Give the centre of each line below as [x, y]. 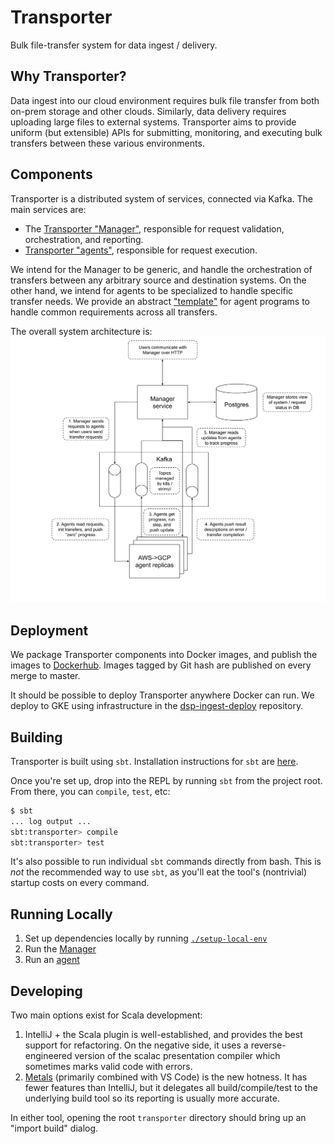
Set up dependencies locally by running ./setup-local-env [146, 938]
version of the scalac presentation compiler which [177, 1056]
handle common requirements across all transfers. [114, 312]
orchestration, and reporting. [84, 239]
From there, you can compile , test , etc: [90, 791]
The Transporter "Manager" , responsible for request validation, [154, 228]
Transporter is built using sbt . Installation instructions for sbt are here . [154, 761]
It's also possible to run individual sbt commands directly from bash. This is [166, 862]
